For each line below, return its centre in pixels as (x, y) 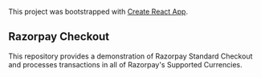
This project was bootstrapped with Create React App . (98, 12)
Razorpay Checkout (59, 36)
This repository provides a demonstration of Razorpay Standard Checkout (130, 56)
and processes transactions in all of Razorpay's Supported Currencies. (125, 64)
